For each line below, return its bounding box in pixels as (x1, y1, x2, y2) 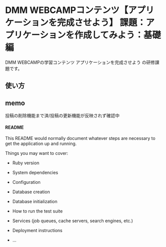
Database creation (12, 189, 51, 195)
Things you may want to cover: (5, 150, 68, 156)
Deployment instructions (12, 228, 63, 234)
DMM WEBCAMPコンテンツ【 (5, 4, 128, 16)
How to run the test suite (12, 208, 63, 214)
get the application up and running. (5, 140, 77, 147)
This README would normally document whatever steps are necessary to (5, 135, 156, 141)
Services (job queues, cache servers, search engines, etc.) (12, 218, 133, 224)
